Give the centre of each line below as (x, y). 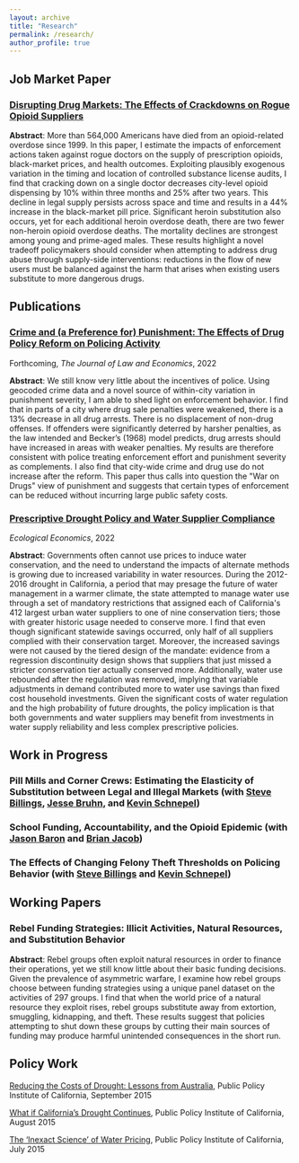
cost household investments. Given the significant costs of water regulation (149, 698)
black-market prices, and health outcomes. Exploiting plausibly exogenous (147, 163)
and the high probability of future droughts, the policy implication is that (142, 708)
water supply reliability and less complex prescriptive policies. (124, 727)
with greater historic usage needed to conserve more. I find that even (138, 621)
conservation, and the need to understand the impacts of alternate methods (149, 564)
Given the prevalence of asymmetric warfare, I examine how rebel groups (145, 978)
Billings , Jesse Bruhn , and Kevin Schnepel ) (105, 803)
